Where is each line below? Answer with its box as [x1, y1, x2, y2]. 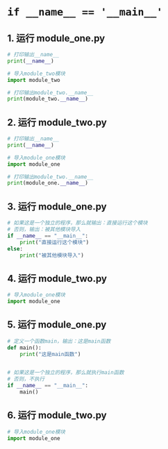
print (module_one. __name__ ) [7, 180, 89, 187]
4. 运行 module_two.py [7, 273, 108, 285]
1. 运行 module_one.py [7, 32, 106, 44]
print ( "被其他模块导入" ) [19, 252, 85, 259]
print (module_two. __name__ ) [7, 96, 89, 103]
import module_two [7, 76, 60, 83]
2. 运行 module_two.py [7, 117, 108, 128]
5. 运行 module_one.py [7, 319, 107, 331]
